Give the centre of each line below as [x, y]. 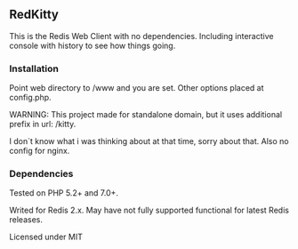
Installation [34, 68]
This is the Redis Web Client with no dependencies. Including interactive [141, 36]
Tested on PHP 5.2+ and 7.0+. [64, 193]
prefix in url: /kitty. [43, 124]
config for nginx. [40, 151]
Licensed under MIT [46, 237]
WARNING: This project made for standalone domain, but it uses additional [146, 115]
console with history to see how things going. [93, 45]
